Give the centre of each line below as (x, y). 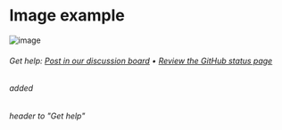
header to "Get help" (47, 116)
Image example (67, 16)
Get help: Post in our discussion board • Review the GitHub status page (141, 61)
